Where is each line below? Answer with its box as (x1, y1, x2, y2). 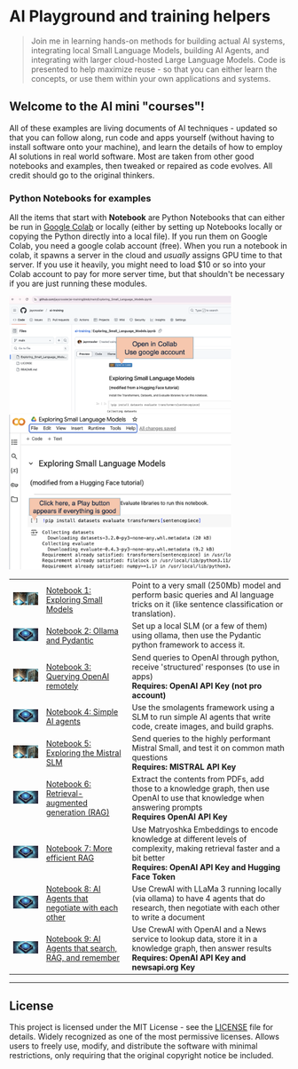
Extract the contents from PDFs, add (131, 774, 264, 785)
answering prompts (131, 802, 203, 813)
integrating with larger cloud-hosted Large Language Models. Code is (30, 54, 286, 65)
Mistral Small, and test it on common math (131, 743, 286, 754)
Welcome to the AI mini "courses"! (9, 99, 206, 115)
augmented (45, 797, 89, 808)
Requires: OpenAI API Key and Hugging (131, 861, 281, 872)
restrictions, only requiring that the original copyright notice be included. (9, 1050, 274, 1061)
